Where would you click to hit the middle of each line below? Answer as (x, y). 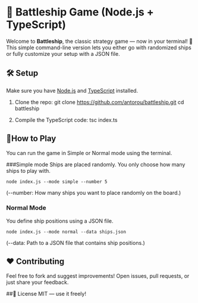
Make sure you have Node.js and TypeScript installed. (72, 90)
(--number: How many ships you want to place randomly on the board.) (94, 192)
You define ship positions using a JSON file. (60, 221)
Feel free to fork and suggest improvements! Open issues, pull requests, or (98, 276)
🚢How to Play (31, 139)
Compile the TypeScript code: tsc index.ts (66, 120)
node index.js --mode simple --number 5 (57, 182)
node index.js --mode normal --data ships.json (66, 232)
